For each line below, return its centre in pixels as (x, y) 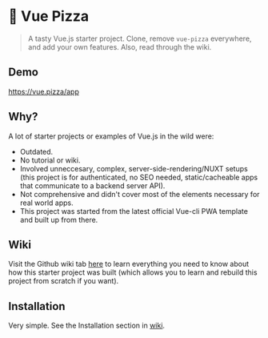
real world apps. (46, 203)
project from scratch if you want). (64, 281)
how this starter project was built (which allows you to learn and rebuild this (133, 272)
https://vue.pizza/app (44, 91)
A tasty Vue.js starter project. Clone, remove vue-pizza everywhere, (140, 38)
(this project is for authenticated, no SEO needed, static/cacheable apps (139, 177)
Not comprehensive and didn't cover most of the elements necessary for (140, 194)
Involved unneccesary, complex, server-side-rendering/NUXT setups (134, 168)
